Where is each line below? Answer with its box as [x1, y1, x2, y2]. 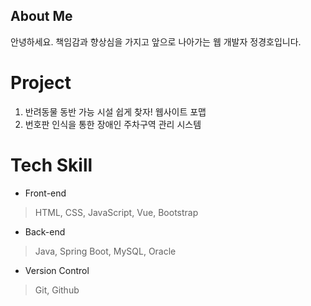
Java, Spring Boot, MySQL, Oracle [34, 245, 177, 257]
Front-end [24, 187, 67, 199]
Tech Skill [10, 154, 93, 176]
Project [10, 72, 72, 94]
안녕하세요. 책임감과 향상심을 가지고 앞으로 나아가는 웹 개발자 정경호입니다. [10, 35, 302, 48]
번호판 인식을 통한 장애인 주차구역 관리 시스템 [24, 118, 202, 130]
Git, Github [34, 284, 80, 296]
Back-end [24, 225, 66, 238]
